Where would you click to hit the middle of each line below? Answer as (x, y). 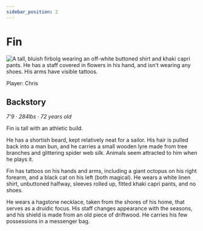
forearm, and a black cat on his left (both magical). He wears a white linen (98, 177)
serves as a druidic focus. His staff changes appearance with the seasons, (99, 209)
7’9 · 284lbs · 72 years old (39, 117)
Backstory (26, 102)
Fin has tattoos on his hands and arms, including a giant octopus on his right (101, 171)
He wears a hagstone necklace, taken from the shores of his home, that (95, 202)
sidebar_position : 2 (32, 12)
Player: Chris (22, 83)
